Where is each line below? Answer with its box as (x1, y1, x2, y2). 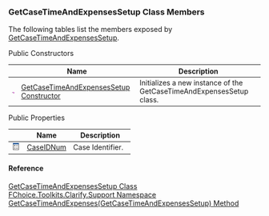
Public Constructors (8, 49, 74, 58)
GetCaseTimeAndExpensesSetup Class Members (8, 6, 206, 18)
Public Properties (8, 113, 66, 122)
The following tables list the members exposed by (8, 25, 173, 34)
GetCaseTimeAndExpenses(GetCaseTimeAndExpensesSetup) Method (8, 198, 239, 208)
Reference (8, 163, 44, 174)
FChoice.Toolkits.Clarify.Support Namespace (8, 190, 157, 199)
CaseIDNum (26, 142, 66, 152)
